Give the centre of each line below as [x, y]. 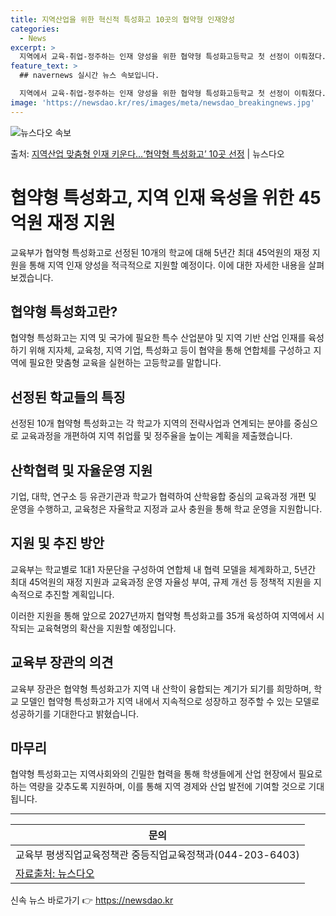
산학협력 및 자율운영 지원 [81, 470]
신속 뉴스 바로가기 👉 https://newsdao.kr [92, 900]
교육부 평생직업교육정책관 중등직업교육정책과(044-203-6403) [157, 855]
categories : [35, 29]
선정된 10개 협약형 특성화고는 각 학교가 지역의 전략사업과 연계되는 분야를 [151, 423]
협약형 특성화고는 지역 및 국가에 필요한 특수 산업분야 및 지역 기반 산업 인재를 [158, 338]
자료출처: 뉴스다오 [55, 874]
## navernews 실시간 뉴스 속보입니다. [89, 76]
